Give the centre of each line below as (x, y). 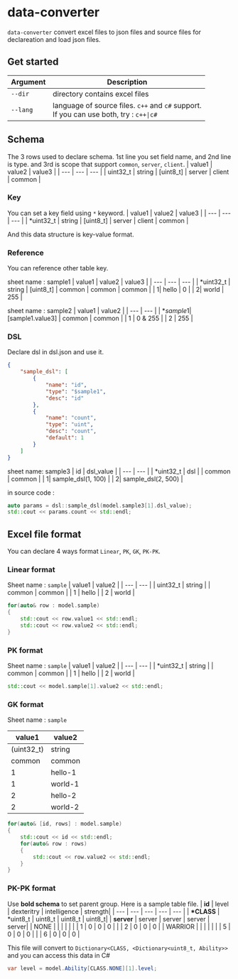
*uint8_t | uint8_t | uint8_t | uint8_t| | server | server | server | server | (109, 919)
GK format (26, 704)
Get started (33, 62)
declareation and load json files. (54, 39)
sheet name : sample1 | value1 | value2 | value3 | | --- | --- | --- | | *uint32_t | (119, 282)
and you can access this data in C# (59, 955)
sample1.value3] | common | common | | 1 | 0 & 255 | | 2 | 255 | (101, 318)
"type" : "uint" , (69, 425)
